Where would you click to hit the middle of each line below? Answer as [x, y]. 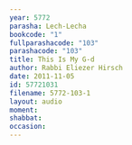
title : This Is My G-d [52, 59]
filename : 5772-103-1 [50, 93]
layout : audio [36, 101]
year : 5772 [30, 18]
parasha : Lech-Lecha [48, 26]
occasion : [28, 127]
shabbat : [26, 118]
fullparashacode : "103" [54, 43]
